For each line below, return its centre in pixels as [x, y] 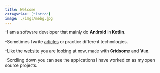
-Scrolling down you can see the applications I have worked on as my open [80, 60]
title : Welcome [20, 9]
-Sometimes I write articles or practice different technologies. [66, 42]
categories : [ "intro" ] [28, 14]
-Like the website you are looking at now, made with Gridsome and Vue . [77, 51]
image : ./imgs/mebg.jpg [29, 18]
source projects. [21, 65]
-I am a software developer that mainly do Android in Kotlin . [65, 32]
